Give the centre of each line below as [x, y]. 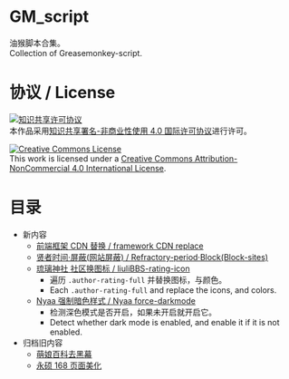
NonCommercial [40, 168]
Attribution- [216, 158]
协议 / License [63, 93]
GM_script [49, 17]
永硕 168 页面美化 [69, 365]
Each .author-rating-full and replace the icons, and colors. [163, 290]
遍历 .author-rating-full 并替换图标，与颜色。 [138, 279]
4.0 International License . [119, 168]
